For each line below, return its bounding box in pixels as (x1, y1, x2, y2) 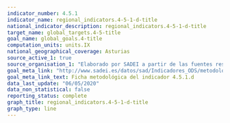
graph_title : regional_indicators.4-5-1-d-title (7, 99, 149, 106)
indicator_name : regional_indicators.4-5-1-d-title (7, 16, 157, 23)
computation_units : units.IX (7, 42, 90, 49)
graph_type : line (7, 105, 57, 112)
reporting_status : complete (7, 93, 88, 100)
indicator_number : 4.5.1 (7, 10, 78, 17)
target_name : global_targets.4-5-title (7, 29, 121, 36)
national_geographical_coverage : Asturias (7, 49, 130, 55)
